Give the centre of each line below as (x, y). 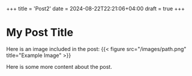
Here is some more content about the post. (59, 66)
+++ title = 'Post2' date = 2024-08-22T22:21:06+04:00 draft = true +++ (95, 9)
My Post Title (40, 33)
